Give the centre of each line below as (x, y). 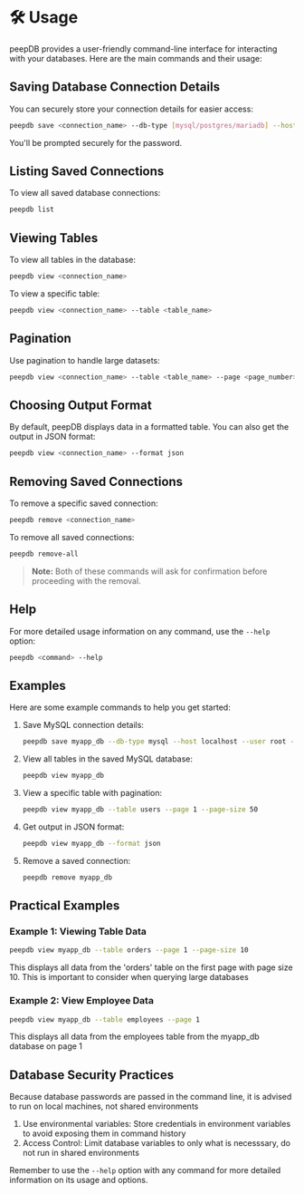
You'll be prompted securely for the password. (96, 142)
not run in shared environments (81, 1153)
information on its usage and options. (79, 1180)
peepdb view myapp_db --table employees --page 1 (105, 1019)
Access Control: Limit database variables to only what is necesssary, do (157, 1143)
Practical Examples (65, 906)
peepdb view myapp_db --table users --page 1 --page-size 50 (140, 810)
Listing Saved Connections (87, 172)
